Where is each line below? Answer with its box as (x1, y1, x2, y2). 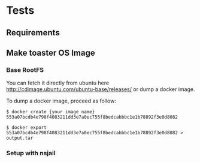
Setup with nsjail (6, 149, 56, 158)
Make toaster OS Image (6, 47, 95, 58)
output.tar (6, 135, 34, 141)
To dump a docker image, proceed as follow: (6, 97, 117, 105)
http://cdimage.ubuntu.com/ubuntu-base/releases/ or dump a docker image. (6, 86, 196, 93)
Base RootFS (6, 65, 44, 74)
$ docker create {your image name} (6, 109, 95, 115)
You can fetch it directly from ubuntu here (6, 79, 110, 87)
